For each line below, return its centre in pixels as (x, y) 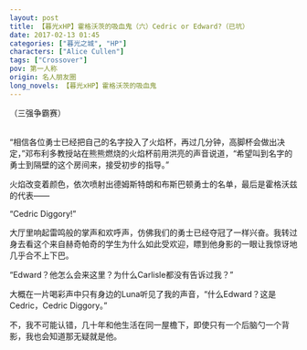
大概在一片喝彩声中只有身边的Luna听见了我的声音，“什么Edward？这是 (143, 293)
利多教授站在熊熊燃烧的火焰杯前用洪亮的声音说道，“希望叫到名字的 (167, 153)
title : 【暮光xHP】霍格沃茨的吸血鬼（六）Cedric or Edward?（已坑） (129, 26)
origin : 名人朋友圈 (43, 77)
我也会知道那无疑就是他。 (73, 336)
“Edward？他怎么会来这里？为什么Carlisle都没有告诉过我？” (122, 274)
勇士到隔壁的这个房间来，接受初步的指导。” (90, 164)
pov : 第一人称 (33, 69)
